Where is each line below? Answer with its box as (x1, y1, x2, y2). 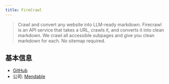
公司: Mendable (12, 73, 46, 79)
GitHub (12, 67, 28, 74)
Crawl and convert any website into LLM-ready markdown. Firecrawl (17, 21, 162, 27)
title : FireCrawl (5, 7, 42, 13)
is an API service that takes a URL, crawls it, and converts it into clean (17, 26, 164, 33)
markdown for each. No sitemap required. (17, 38, 106, 44)
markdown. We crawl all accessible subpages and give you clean (17, 32, 155, 38)
